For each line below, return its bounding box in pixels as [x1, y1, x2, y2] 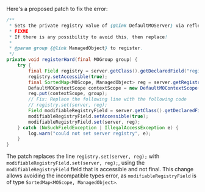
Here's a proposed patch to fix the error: [6, 5, 108, 12]
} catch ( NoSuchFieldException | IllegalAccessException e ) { [17, 124, 179, 130]
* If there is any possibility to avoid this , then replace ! [9, 34, 168, 40]
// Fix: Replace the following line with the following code [28, 96, 187, 102]
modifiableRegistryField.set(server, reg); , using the [6, 159, 145, 166]
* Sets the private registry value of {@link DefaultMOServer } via [9, 23, 184, 29]
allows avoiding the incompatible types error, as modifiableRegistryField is [6, 172, 197, 179]
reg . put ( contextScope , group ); [28, 91, 108, 97]
